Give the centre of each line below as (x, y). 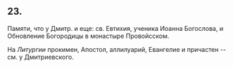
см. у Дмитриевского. (40, 57)
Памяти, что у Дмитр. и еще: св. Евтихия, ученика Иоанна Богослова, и (115, 28)
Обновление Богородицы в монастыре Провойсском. (88, 36)
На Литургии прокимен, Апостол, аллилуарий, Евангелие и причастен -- (117, 49)
